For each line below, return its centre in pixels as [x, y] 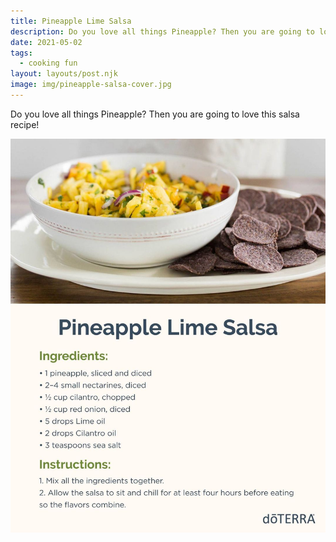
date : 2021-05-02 [46, 42]
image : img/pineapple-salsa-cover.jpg [91, 85]
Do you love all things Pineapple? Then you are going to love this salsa [155, 114]
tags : [21, 53]
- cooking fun [48, 63]
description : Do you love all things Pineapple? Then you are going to [162, 31]
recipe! [25, 124]
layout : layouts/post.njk [64, 74]
